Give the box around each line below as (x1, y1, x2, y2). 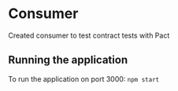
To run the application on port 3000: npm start (8, 74, 160, 83)
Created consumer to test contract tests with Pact (8, 31, 170, 40)
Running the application (8, 53, 128, 67)
